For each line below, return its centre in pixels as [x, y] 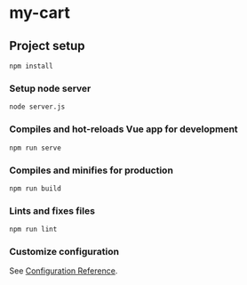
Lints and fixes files [52, 210]
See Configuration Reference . [64, 271]
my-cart [40, 13]
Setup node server [50, 88]
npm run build [36, 188]
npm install [31, 66]
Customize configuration [64, 252]
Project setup [48, 46]
